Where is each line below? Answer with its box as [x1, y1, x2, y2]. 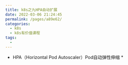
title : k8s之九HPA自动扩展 [5, 7, 58, 12]
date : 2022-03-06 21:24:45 [5, 12, 62, 17]
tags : [5, 35, 17, 40]
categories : [5, 21, 30, 26]
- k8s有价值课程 [10, 30, 40, 35]
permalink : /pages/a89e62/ [5, 16, 62, 21]
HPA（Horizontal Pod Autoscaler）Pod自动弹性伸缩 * [12, 54, 123, 60]
